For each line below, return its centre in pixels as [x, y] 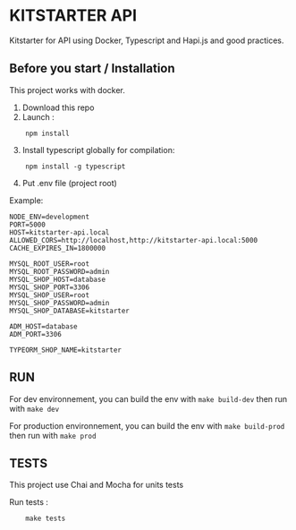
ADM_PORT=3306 [36, 334]
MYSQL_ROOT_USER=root [50, 264]
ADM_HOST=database [43, 326]
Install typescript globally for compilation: [98, 150]
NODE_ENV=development [50, 217]
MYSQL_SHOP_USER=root [50, 295]
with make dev [34, 408]
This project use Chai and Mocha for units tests [97, 485]
